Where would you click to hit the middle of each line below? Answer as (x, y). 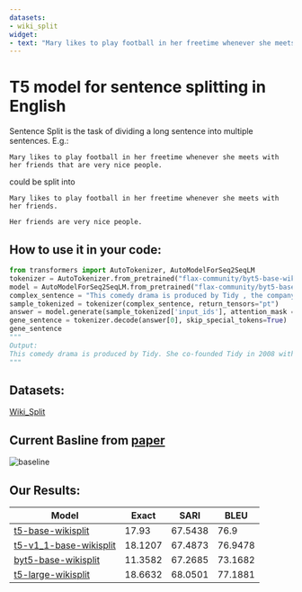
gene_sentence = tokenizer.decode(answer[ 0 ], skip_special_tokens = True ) (148, 320)
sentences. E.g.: (39, 141)
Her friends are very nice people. (76, 222)
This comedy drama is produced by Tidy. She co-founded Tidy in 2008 (142, 354)
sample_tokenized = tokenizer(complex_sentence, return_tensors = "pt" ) (144, 304)
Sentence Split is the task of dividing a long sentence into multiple (131, 131)
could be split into (43, 182)
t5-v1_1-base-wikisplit (65, 545)
